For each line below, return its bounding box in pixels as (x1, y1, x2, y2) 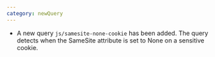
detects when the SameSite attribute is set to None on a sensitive (16, 36, 205, 45)
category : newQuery (6, 10, 64, 17)
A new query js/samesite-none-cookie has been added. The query (16, 29, 209, 37)
